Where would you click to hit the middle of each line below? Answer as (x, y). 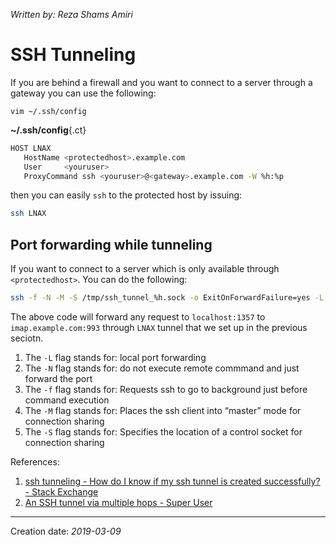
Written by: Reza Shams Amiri (71, 14)
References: (35, 462)
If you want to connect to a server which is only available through (145, 269)
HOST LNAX (31, 148)
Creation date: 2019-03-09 (66, 531)
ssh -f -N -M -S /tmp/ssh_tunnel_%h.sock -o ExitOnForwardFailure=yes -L (167, 298)
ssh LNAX (28, 214)
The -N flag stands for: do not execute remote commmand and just (162, 368)
